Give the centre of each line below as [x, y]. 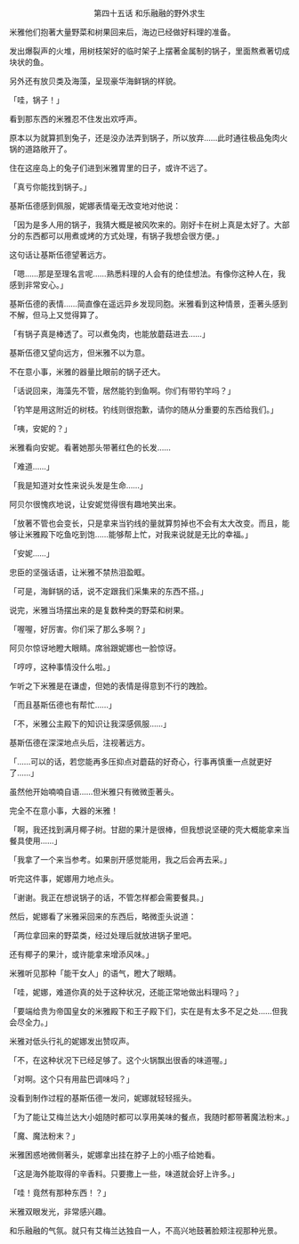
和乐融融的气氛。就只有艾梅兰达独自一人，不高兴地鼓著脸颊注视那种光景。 [145, 1231]
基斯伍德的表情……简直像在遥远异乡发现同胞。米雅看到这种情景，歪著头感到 [149, 304]
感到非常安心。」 [39, 285]
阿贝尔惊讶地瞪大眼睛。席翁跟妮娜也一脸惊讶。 [95, 648]
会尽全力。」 [31, 1022]
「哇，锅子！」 [36, 100]
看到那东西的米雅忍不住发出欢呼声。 [76, 119]
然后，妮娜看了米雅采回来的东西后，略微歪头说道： [103, 917]
